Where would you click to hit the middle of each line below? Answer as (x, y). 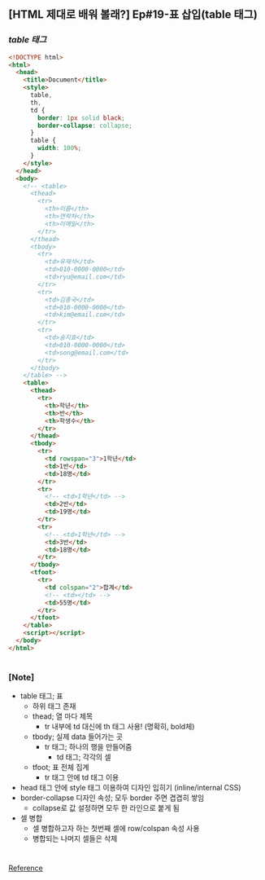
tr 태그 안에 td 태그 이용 (82, 777)
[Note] (22, 677)
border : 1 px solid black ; (82, 118)
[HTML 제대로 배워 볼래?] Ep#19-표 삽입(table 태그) (133, 15)
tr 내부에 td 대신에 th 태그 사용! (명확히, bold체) (119, 727)
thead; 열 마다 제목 (63, 716)
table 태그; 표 (41, 696)
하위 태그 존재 (54, 706)
